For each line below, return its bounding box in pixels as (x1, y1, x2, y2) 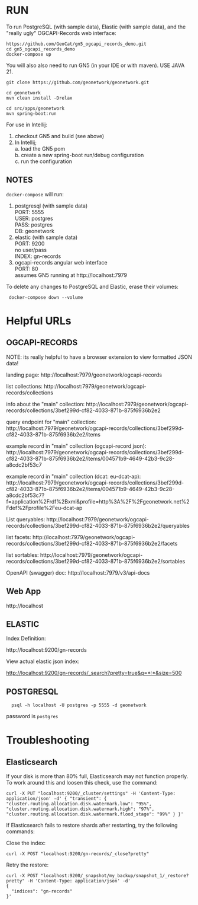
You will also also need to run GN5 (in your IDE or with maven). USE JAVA (6, 62, 185, 69)
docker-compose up (6, 51, 51, 57)
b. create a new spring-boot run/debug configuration (14, 151, 144, 158)
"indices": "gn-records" (11, 888, 73, 894)
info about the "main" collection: (6, 400, 85, 407)
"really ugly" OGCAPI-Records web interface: (6, 29, 116, 36)
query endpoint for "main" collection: (6, 418, 96, 425)
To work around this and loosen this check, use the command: (6, 779, 158, 786)
